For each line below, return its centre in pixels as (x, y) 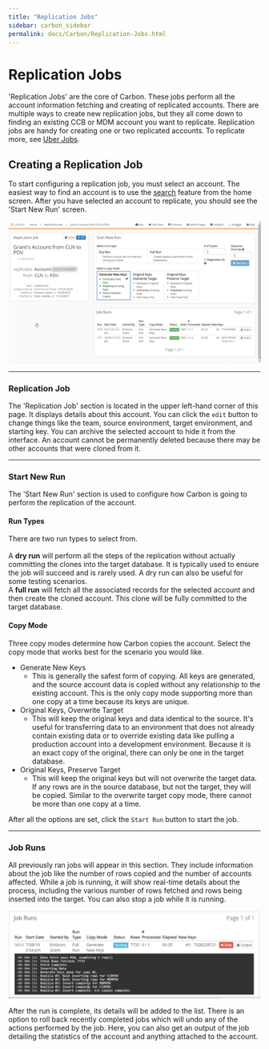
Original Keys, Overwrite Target (72, 710)
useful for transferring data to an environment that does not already (143, 727)
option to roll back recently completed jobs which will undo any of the (123, 1019)
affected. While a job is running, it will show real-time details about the (124, 881)
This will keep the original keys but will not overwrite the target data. (145, 778)
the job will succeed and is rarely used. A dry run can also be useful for (126, 573)
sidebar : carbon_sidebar (50, 25)
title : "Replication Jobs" (53, 17)
